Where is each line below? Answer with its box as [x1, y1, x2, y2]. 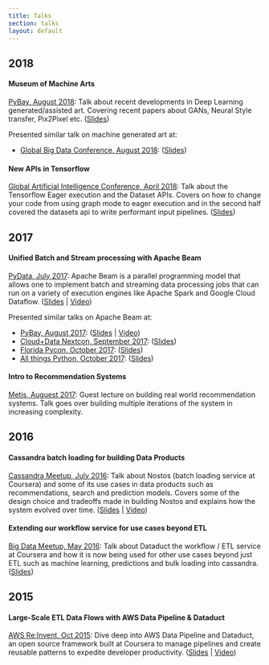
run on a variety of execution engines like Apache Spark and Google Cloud [8, 287, 255, 298]
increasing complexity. [8, 407, 84, 416]
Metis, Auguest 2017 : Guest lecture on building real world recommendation [8, 390, 255, 399]
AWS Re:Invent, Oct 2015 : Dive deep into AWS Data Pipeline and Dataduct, [8, 630, 255, 640]
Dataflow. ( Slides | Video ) [8, 296, 92, 306]
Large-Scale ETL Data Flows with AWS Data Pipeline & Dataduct [8, 613, 225, 622]
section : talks [8, 19, 59, 27]
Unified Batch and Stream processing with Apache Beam [8, 253, 202, 262]
